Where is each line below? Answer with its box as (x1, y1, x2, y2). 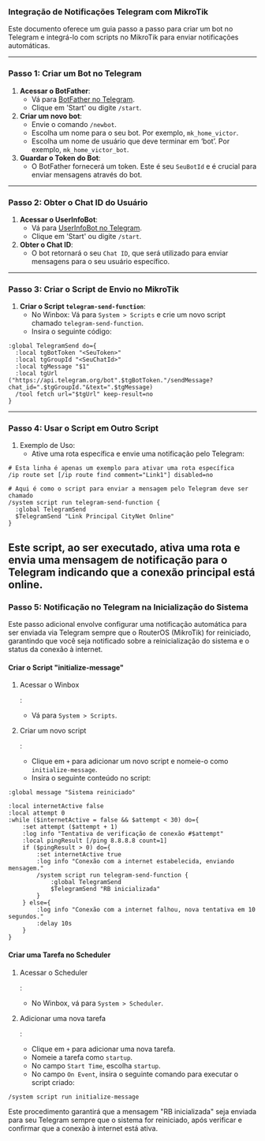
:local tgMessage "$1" (15, 363, 90, 371)
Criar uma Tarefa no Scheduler (8, 949, 111, 960)
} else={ (22, 899, 51, 907)
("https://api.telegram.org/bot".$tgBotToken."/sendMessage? (8, 377, 214, 385)
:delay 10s (36, 919, 73, 928)
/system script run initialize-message (8, 1093, 140, 1101)
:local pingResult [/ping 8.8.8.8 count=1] (22, 837, 168, 845)
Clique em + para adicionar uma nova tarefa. (31, 1044, 176, 1053)
